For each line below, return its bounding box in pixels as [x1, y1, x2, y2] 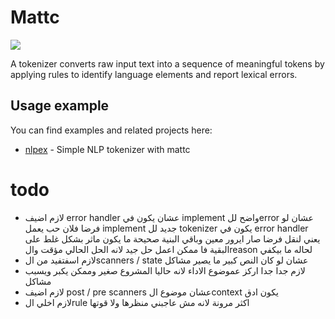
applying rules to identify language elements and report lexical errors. [10, 68, 298, 80]
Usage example [10, 97, 110, 115]
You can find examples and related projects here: [10, 124, 213, 136]
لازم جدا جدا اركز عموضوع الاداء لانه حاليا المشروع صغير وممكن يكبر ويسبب [24, 264, 306, 276]
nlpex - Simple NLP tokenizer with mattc [24, 143, 191, 155]
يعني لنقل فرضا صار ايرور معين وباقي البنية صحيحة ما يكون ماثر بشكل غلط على [24, 232, 321, 245]
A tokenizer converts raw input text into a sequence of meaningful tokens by [10, 57, 325, 70]
